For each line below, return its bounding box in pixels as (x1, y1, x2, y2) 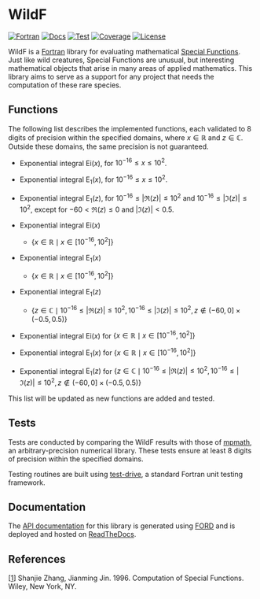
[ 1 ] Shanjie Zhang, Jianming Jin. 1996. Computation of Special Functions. (8, 573, 244, 583)
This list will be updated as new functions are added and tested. (8, 394, 215, 403)
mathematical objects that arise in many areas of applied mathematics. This (8, 63, 253, 72)
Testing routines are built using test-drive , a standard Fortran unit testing (8, 469, 244, 479)
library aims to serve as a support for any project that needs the (8, 72, 214, 81)
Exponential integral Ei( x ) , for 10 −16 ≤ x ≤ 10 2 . (19, 157, 167, 168)
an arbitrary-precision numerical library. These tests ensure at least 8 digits (8, 446, 252, 455)
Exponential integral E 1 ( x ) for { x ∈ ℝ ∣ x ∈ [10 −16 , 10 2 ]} (19, 346, 196, 359)
